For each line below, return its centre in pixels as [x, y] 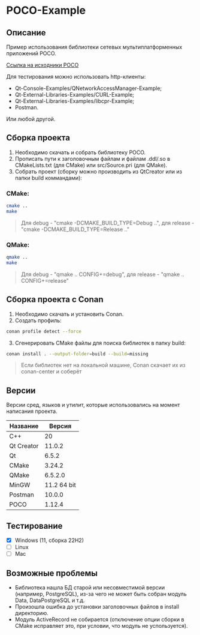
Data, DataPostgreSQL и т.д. [50, 600]
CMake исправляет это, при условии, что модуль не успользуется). [101, 626]
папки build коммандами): [49, 178]
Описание [26, 33]
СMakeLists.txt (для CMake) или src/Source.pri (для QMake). [91, 165]
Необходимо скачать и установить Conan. [69, 314]
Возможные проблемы [52, 573]
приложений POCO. [31, 53]
